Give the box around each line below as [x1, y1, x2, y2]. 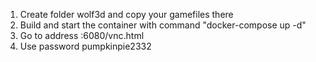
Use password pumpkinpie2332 [19, 40, 152, 52]
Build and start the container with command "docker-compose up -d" [19, 19, 307, 31]
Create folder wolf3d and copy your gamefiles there [19, 9, 234, 20]
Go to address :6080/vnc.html [19, 30, 145, 41]
